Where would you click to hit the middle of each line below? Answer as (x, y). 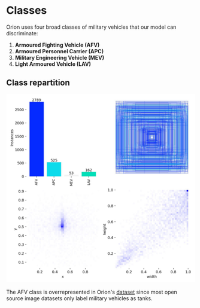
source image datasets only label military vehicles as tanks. (79, 298)
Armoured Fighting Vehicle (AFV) (57, 45)
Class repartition (38, 83)
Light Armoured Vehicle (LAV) (53, 64)
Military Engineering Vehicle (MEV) (60, 57)
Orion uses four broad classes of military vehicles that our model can (91, 27)
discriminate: (22, 33)
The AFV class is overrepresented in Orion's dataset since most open (92, 292)
